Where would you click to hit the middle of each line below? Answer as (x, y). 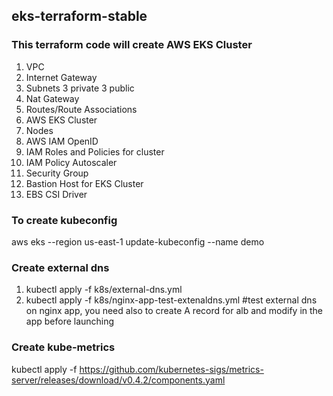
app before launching (70, 321)
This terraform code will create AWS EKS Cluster (132, 45)
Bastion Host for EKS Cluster (84, 183)
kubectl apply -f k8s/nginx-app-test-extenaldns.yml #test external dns (171, 300)
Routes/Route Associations (81, 109)
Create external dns (60, 267)
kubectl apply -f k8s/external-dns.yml (104, 290)
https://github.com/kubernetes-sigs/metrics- (171, 369)
